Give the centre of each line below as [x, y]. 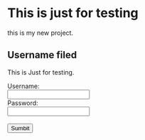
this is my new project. [40, 33]
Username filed [42, 55]
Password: [23, 103]
